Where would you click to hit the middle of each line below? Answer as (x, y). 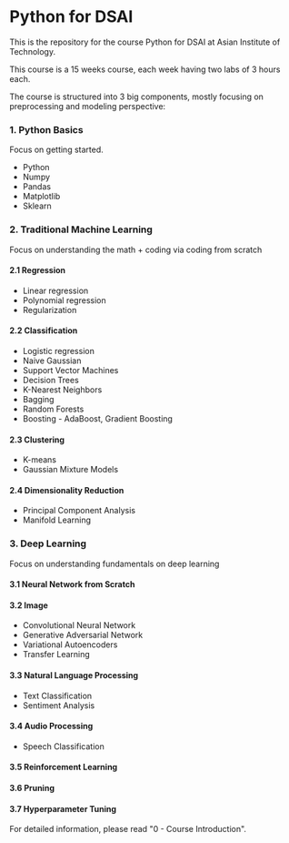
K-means (40, 460)
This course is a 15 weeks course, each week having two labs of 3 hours (145, 69)
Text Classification (57, 696)
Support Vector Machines (70, 370)
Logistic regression (59, 350)
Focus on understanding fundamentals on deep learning (115, 564)
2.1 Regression (38, 270)
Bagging (38, 399)
